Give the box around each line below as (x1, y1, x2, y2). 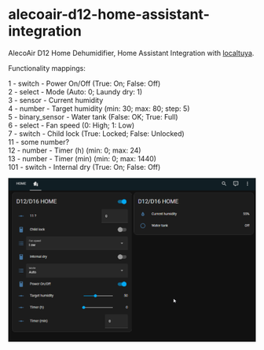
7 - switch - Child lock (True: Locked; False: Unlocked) (8, 128, 185, 138)
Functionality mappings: (8, 63, 86, 72)
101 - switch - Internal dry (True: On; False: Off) (8, 162, 161, 171)
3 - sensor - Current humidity (8, 95, 104, 105)
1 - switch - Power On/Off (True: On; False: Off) (8, 79, 161, 88)
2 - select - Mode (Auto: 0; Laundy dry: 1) (8, 87, 143, 96)
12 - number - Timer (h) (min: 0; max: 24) (8, 146, 141, 155)
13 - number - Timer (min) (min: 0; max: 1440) (8, 153, 157, 163)
